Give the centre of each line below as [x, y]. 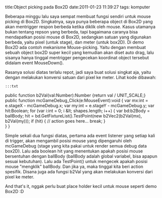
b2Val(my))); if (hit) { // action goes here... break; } [55, 121]
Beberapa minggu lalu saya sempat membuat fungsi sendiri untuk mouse [78, 16]
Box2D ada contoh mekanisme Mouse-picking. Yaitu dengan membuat [76, 47]
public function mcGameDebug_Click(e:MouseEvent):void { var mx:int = [77, 100]
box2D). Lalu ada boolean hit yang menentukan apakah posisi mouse [74, 151]
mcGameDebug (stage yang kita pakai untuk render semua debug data [76, 146]
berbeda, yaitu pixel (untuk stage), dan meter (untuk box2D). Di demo [74, 42]
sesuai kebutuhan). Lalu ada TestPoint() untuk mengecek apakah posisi [76, 161]
